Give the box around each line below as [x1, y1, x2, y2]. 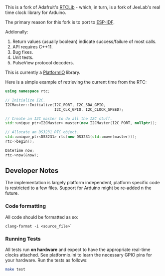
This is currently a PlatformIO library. [5, 69, 81, 75]
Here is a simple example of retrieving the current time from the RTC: [5, 79, 147, 85]
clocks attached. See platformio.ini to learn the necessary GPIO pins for [5, 252, 153, 258]
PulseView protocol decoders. [12, 60, 74, 65]
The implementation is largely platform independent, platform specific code [5, 180, 160, 186]
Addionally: [5, 29, 28, 34]
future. [5, 190, 19, 196]
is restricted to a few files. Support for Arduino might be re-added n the [5, 185, 152, 191]
